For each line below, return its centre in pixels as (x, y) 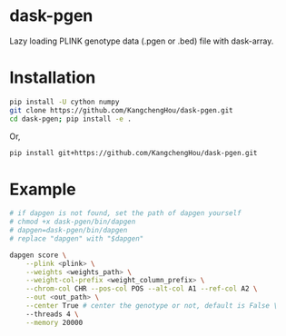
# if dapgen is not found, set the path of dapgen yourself (126, 213)
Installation (53, 78)
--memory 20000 (54, 322)
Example (43, 189)
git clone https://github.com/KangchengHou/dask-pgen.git (121, 110)
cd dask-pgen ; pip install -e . (70, 119)
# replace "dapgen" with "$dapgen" (77, 238)
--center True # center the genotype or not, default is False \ (152, 306)
